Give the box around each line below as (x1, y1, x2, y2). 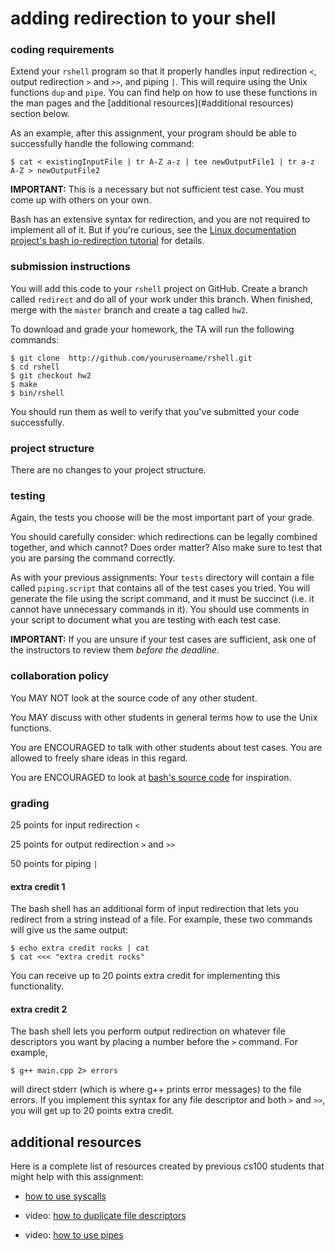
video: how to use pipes (24, 1229, 124, 1241)
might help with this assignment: (10, 1171, 144, 1183)
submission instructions (10, 260, 131, 274)
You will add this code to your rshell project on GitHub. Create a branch (10, 282, 308, 294)
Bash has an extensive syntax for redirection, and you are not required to (10, 213, 311, 226)
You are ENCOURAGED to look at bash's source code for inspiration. (10, 771, 292, 783)
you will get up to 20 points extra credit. (10, 1105, 175, 1117)
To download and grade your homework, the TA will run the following (10, 323, 295, 335)
